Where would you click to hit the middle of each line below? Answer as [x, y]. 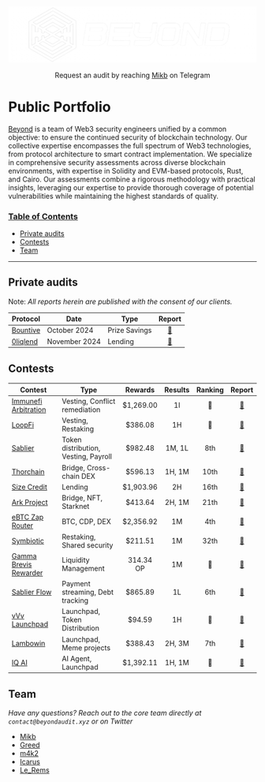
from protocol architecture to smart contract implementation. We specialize [130, 154]
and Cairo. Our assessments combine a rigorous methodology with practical [132, 179]
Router [22, 526]
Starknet [76, 507]
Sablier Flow [32, 592]
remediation [81, 410]
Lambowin [28, 644]
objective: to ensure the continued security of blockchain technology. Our [128, 137]
